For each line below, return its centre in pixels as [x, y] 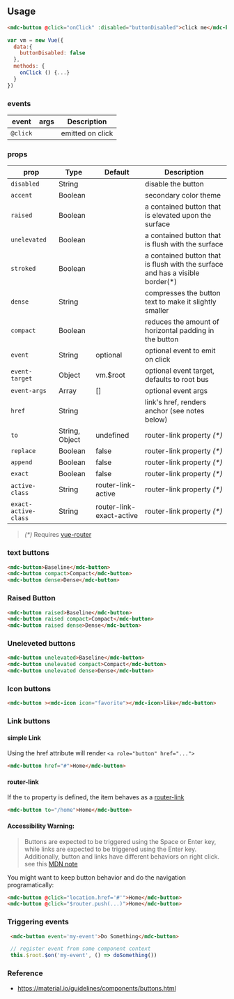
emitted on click [87, 133]
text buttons [29, 553]
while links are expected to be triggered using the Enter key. [110, 849]
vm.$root [110, 375]
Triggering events [38, 922]
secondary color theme [183, 195]
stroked [23, 269]
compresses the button [183, 293]
